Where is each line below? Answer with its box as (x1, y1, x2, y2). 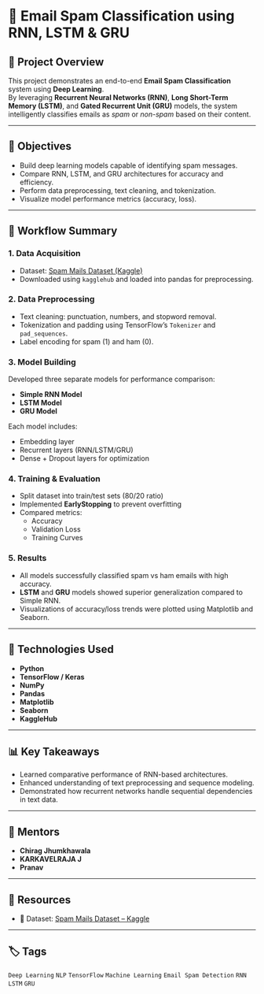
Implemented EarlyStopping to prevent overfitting (19, 499, 182, 509)
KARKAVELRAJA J (19, 855, 82, 864)
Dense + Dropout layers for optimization (19, 454, 149, 463)
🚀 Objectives (8, 139, 72, 153)
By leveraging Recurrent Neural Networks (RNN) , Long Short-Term (8, 93, 229, 102)
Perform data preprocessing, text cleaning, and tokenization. (19, 185, 216, 195)
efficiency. (19, 177, 53, 187)
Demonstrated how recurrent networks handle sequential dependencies (19, 787, 253, 796)
